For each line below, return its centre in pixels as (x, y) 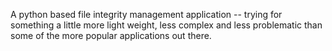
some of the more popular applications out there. (111, 35)
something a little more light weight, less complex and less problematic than (166, 25)
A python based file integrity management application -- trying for (146, 14)
